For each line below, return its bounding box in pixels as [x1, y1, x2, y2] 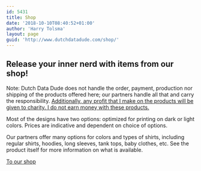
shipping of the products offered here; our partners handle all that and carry [6, 91, 194, 98]
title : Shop [6, 14, 36, 20]
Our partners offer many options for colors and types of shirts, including [6, 133, 185, 140]
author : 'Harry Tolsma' [6, 25, 66, 32]
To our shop [6, 158, 36, 165]
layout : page [6, 31, 39, 37]
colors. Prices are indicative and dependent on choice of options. [6, 122, 168, 129]
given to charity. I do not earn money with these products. [6, 104, 149, 111]
